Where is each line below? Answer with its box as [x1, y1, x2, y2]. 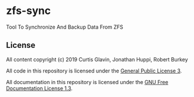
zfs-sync [6, 4, 51, 18]
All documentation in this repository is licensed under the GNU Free [6, 78, 168, 85]
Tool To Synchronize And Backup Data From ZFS [6, 23, 124, 30]
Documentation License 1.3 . [6, 85, 73, 92]
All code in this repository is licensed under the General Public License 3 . [6, 67, 182, 74]
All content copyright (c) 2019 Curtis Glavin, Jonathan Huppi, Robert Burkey [6, 56, 188, 63]
